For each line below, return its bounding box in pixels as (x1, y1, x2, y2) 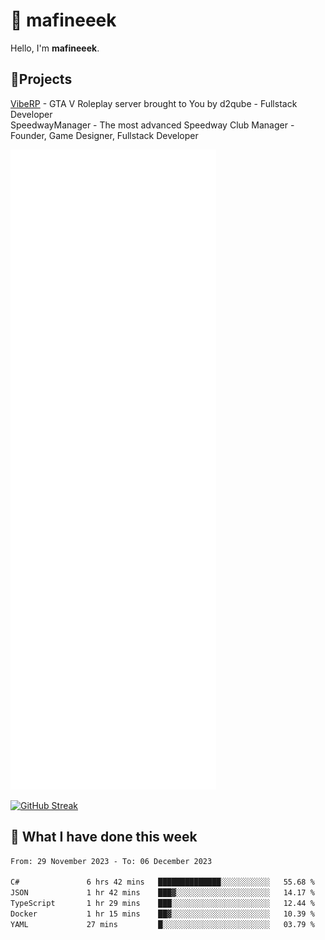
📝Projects (10, 71, 73, 88)
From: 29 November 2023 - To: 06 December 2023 (10, 856, 213, 866)
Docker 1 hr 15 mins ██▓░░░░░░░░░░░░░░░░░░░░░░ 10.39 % (10, 909, 315, 919)
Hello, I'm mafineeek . (10, 42, 100, 54)
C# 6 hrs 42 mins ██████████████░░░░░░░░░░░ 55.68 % (10, 877, 315, 888)
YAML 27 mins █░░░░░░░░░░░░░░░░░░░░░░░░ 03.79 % (10, 919, 315, 929)
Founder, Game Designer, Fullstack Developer (10, 129, 199, 141)
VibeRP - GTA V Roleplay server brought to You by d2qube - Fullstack (10, 97, 298, 109)
